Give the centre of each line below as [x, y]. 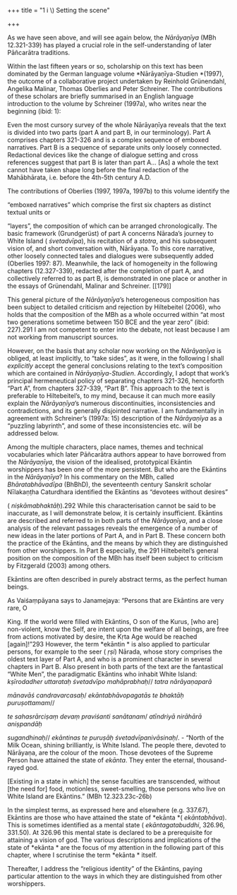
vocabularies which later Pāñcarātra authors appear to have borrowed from [117, 454]
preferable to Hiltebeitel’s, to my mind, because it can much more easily [111, 396]
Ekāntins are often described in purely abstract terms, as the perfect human [117, 579]
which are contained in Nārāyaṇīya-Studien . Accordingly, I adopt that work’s [119, 373]
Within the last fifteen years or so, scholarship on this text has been [105, 66]
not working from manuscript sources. [63, 337]
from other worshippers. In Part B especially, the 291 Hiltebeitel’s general [113, 551]
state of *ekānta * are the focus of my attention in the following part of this [116, 847]
